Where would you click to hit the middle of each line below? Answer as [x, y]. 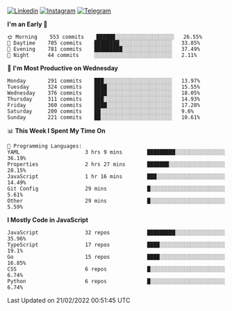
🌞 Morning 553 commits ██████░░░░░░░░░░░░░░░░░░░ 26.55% [105, 37]
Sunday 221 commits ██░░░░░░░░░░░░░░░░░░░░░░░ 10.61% [103, 118]
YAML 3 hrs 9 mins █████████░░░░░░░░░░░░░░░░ [116, 152]
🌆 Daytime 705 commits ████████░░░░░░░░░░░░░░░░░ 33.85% [103, 43]
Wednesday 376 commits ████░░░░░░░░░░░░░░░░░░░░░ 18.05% [103, 93]
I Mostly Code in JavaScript [48, 220]
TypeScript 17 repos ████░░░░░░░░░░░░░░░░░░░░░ [116, 245]
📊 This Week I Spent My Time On [56, 131]
